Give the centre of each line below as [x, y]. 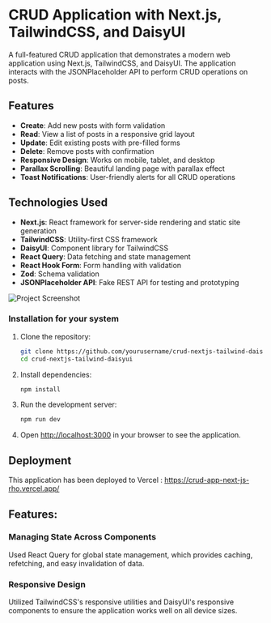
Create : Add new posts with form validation [93, 125]
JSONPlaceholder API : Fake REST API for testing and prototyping [129, 282]
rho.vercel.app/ [34, 489]
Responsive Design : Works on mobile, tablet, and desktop [117, 160]
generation [38, 230]
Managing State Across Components [82, 537]
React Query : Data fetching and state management [105, 256]
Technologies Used [58, 203]
